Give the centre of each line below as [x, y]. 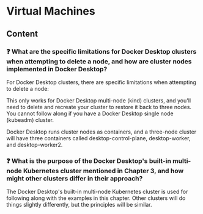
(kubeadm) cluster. [30, 119]
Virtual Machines [51, 11]
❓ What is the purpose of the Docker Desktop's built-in [89, 161]
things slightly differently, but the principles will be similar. [79, 205]
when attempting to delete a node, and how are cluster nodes [99, 61]
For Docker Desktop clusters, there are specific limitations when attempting [102, 82]
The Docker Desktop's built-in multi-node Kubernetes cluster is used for [97, 192]
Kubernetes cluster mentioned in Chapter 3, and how [104, 171]
